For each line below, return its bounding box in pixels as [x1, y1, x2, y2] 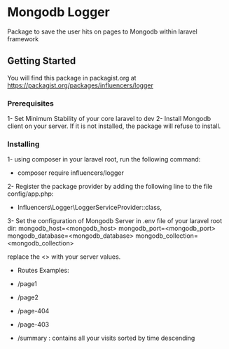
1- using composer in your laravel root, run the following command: [7, 155, 201, 164]
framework [7, 34, 39, 43]
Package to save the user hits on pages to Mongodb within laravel [7, 27, 198, 36]
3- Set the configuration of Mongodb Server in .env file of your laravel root [7, 217, 223, 225]
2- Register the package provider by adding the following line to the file [7, 183, 213, 191]
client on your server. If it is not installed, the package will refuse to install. [7, 122, 221, 130]
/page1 [17, 280, 37, 288]
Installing [7, 139, 40, 149]
